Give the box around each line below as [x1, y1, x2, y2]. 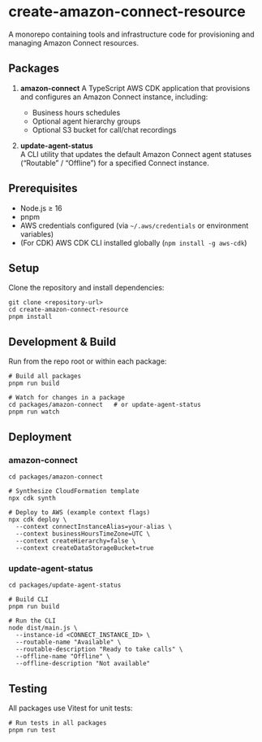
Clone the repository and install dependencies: [8, 283, 165, 293]
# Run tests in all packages [8, 718, 107, 727]
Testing [8, 682, 48, 696]
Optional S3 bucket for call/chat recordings [32, 124, 177, 134]
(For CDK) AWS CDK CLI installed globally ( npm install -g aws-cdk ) [19, 238, 247, 247]
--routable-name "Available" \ [15, 638, 122, 647]
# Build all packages [8, 373, 82, 381]
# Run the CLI [8, 617, 57, 625]
